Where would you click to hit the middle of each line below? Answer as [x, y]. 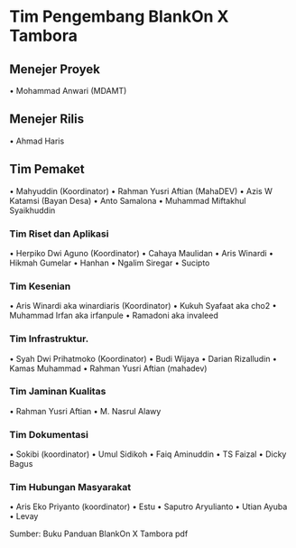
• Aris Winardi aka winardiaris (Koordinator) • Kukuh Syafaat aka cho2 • [143, 306]
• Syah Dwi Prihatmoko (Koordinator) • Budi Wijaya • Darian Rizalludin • [143, 358]
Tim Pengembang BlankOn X [119, 17]
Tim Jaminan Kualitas [58, 392]
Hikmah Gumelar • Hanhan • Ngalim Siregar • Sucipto [110, 263]
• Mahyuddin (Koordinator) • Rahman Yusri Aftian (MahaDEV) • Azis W [141, 190]
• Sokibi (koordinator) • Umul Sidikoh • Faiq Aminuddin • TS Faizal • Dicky [148, 454]
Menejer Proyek [55, 69]
